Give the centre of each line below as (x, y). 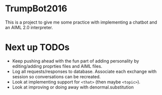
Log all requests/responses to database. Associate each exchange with (84, 71)
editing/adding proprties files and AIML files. (57, 66)
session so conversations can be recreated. (56, 76)
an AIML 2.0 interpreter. (29, 27)
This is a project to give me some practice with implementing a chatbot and (81, 22)
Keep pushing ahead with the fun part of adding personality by (76, 61)
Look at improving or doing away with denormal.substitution (73, 87)
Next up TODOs (37, 47)
